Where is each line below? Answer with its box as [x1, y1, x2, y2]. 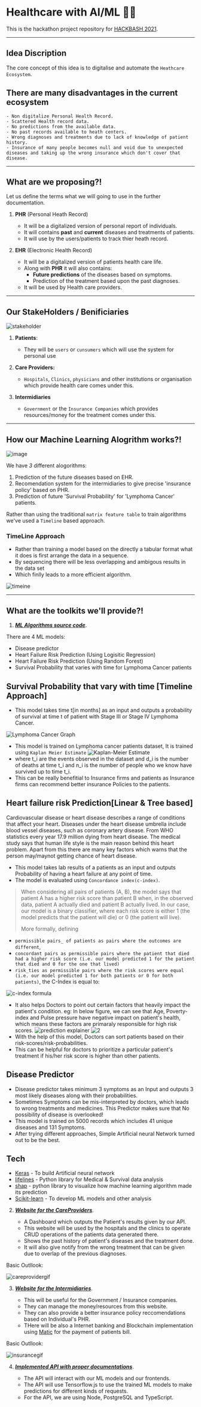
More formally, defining [20, 925, 79, 932]
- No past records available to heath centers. [6, 129, 127, 135]
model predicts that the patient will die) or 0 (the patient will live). [20, 913, 181, 920]
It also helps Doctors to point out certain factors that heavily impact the [14, 1001, 190, 1009]
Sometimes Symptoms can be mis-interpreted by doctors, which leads [14, 1098, 189, 1105]
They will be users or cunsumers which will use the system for [23, 346, 175, 353]
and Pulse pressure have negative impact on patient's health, [29, 1014, 181, 1021]
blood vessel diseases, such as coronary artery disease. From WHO [6, 826, 173, 834]
